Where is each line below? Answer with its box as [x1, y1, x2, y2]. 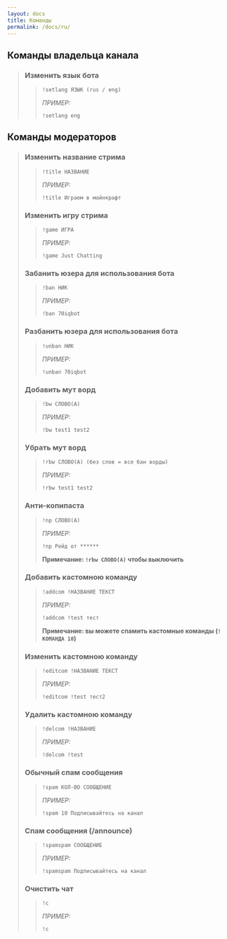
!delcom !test [41, 751, 84, 759]
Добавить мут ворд [24, 384, 96, 394]
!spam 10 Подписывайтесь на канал [41, 809, 143, 817]
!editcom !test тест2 [41, 693, 105, 701]
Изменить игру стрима [24, 210, 108, 220]
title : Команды [7, 17, 52, 24]
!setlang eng [41, 112, 81, 119]
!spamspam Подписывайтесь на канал [41, 868, 146, 875]
